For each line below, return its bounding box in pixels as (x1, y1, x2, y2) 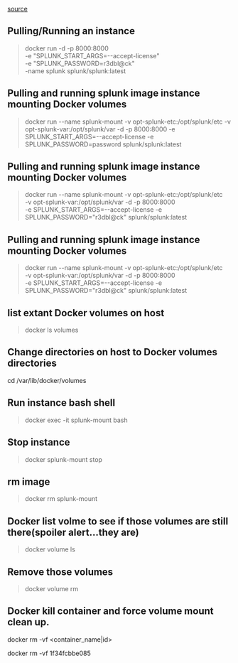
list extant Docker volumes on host (7, 307, 165, 319)
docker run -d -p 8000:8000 (24, 44, 109, 53)
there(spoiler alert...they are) (7, 526, 140, 538)
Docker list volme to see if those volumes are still (7, 515, 229, 527)
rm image (7, 475, 50, 487)
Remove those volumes (7, 566, 114, 578)
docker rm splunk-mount (24, 495, 98, 503)
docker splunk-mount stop (24, 455, 103, 463)
